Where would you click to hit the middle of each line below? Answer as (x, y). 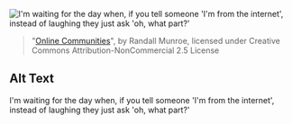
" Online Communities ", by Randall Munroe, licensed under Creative (156, 41)
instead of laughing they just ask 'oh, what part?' (100, 110)
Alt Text (32, 79)
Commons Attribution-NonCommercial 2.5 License (125, 50)
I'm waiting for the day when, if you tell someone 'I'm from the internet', (142, 100)
